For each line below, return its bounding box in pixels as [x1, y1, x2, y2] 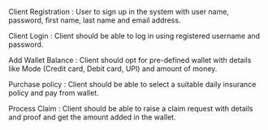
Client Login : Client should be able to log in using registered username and [8, 31, 261, 40]
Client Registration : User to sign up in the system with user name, [8, 7, 230, 16]
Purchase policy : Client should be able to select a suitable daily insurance [8, 80, 257, 89]
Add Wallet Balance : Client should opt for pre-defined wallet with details [8, 56, 252, 65]
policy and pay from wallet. [8, 88, 99, 98]
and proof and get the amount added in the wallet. [8, 112, 176, 122]
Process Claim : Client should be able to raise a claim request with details [8, 104, 253, 113]
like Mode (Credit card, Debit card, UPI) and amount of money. [8, 64, 218, 73]
